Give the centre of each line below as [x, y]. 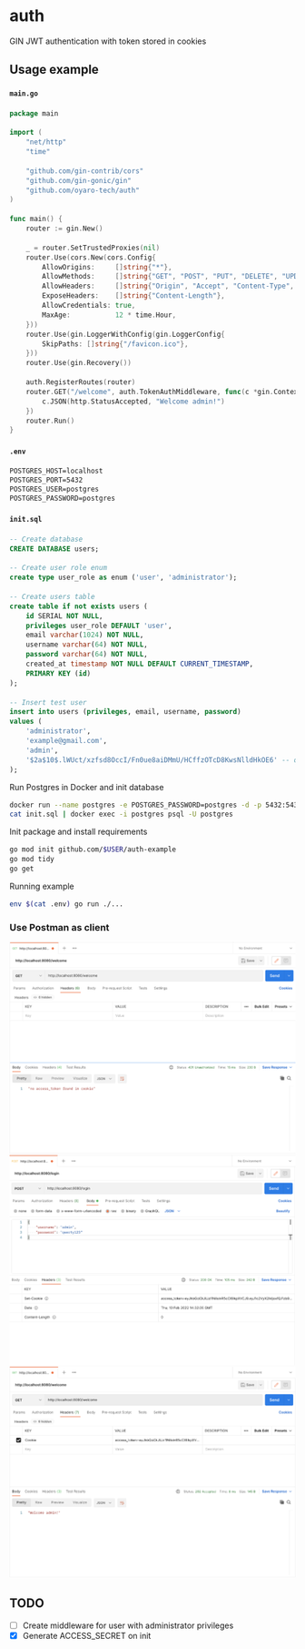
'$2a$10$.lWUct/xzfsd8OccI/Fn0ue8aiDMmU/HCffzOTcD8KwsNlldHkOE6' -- [158, 760]
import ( [26, 133]
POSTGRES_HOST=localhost [56, 471]
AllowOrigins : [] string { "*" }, [107, 267]
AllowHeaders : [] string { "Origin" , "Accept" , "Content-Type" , [168, 286]
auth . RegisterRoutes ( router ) [81, 382]
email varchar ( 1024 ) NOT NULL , [85, 635]
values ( [26, 722]
